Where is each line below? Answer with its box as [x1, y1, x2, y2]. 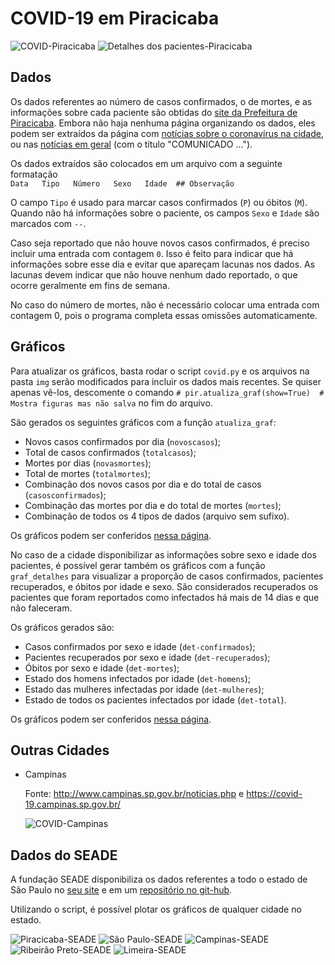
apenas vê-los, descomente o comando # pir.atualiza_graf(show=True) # [10, 386, 325, 398]
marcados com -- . [10, 217, 87, 229]
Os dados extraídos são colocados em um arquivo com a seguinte [10, 157, 283, 169]
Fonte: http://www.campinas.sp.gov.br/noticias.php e [24, 788, 245, 800]
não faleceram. [10, 602, 73, 614]
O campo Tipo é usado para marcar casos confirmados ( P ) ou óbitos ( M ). [10, 196, 308, 208]
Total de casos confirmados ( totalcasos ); [24, 446, 197, 458]
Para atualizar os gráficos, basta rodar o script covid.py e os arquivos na [10, 365, 310, 377]
